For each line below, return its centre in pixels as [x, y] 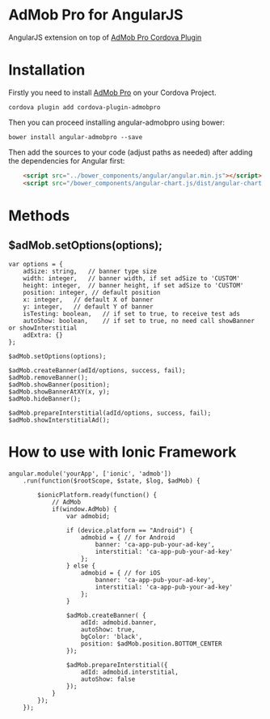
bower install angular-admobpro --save [76, 137]
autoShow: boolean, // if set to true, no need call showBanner [139, 321]
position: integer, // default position [92, 292]
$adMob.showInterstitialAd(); [59, 420]
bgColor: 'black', [112, 636]
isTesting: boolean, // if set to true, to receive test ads [132, 313]
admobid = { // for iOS [120, 572]
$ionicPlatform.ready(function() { [97, 495]
